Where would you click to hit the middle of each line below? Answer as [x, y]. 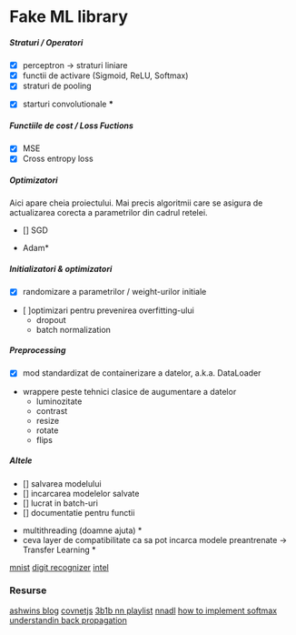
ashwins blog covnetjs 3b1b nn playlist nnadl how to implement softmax [143, 610]
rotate [47, 430]
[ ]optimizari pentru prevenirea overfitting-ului [109, 310]
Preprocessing [38, 350]
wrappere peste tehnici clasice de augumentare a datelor [129, 391]
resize [48, 420]
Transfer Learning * [59, 549]
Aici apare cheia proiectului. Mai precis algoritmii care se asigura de [136, 203]
